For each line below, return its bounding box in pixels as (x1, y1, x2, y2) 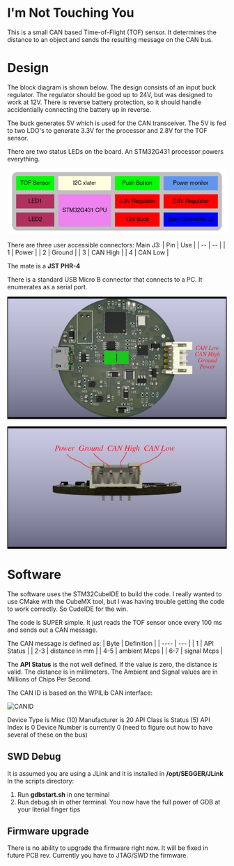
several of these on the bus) (7, 730, 88, 739)
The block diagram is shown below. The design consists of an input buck (7, 82, 217, 92)
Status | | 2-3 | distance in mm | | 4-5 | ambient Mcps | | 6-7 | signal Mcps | (7, 647, 223, 655)
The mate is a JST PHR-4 (7, 261, 81, 270)
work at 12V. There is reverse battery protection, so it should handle (7, 98, 202, 106)
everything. (7, 154, 40, 163)
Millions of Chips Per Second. (7, 674, 93, 683)
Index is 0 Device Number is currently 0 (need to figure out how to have (7, 723, 213, 731)
